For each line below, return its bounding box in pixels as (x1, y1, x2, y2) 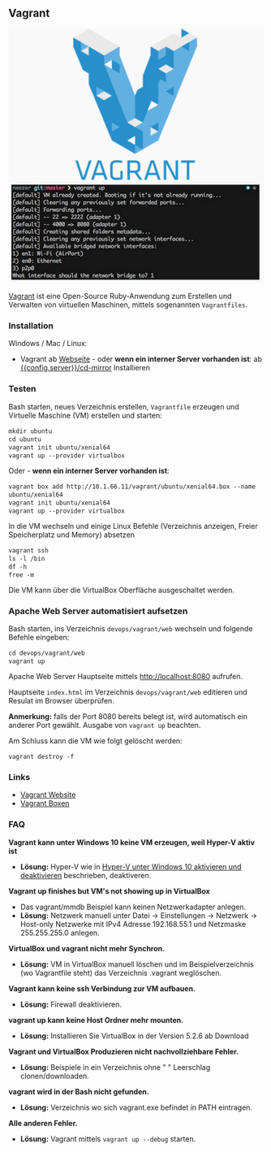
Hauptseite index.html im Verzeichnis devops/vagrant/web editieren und (8, 686, 247, 697)
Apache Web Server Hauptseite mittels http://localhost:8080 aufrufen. (8, 671, 243, 681)
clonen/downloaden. (19, 1071, 89, 1081)
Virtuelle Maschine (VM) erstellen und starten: (8, 410, 162, 420)
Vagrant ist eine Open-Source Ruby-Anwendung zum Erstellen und (8, 292, 232, 301)
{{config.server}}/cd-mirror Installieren (19, 363, 151, 373)
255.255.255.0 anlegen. (19, 928, 100, 938)
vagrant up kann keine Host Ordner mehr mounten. (8, 1015, 184, 1024)
